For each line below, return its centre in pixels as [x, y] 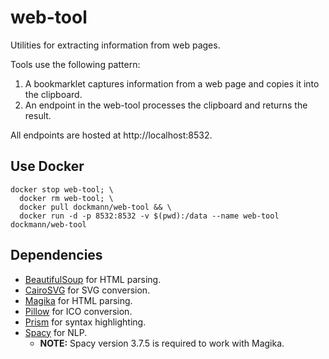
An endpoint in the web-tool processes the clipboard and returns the [166, 105]
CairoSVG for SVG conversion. [87, 290]
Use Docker [47, 166]
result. [38, 115]
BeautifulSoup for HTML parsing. [93, 279]
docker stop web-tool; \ [62, 189]
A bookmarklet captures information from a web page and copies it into [172, 83]
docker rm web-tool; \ [66, 198]
